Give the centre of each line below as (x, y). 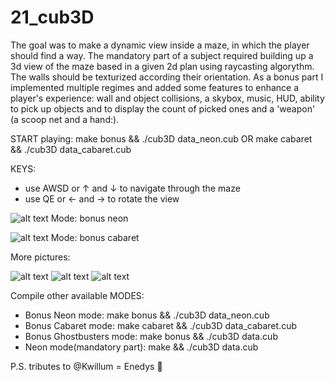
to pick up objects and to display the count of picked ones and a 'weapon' (163, 108)
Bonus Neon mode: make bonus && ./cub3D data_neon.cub (147, 315)
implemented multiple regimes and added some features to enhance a (155, 87)
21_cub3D (52, 17)
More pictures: (40, 257)
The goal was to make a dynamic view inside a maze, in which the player (160, 45)
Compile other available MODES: (77, 295)
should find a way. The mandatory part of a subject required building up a (162, 55)
